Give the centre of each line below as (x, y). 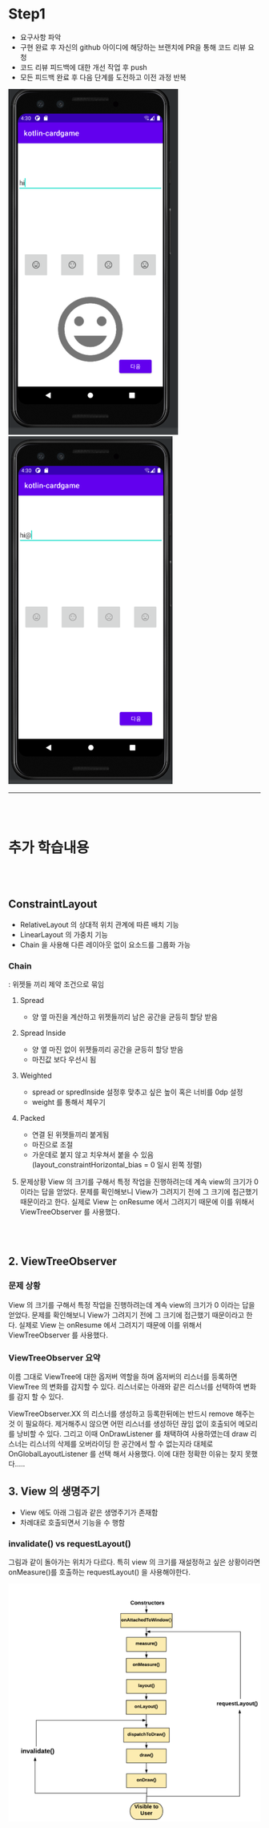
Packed (32, 1118)
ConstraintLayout (53, 904)
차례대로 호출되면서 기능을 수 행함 (72, 1522)
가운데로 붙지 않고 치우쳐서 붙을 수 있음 (93, 1155)
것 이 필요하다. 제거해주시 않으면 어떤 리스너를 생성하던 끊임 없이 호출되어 (122, 1423)
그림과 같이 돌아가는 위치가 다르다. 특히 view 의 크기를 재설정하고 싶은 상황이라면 (134, 1562)
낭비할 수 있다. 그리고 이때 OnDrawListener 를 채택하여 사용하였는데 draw (132, 1434)
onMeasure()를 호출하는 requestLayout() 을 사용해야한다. (99, 1572)
